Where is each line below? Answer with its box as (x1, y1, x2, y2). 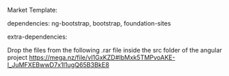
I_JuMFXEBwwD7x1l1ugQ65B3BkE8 (7, 61, 110, 68)
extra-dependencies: (7, 32, 68, 41)
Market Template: (7, 6, 58, 14)
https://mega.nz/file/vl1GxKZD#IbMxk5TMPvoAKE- (29, 53, 175, 61)
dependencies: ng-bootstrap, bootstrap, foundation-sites (7, 19, 171, 27)
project (7, 53, 28, 61)
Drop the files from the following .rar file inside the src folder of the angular (7, 46, 223, 54)
